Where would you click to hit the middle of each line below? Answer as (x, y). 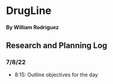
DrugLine (29, 11)
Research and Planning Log (57, 46)
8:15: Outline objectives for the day (56, 75)
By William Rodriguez (33, 27)
